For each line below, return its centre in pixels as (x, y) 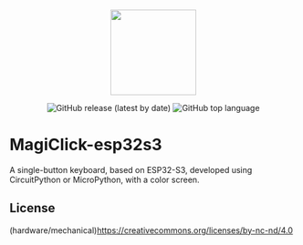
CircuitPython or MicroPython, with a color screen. (104, 179)
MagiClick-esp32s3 (86, 145)
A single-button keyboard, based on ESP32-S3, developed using (131, 169)
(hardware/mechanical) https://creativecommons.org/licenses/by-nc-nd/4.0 (151, 230)
